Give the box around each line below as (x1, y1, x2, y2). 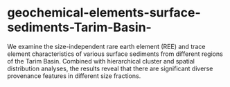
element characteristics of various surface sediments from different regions (7, 50, 223, 58)
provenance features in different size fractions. (7, 71, 141, 80)
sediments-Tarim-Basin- (7, 19, 152, 35)
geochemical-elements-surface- (7, 5, 201, 21)
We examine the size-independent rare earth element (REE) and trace (7, 42, 206, 50)
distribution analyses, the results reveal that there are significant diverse (7, 64, 213, 72)
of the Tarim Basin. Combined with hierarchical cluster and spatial (7, 57, 195, 65)
